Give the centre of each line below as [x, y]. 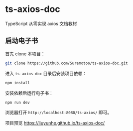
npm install [17, 83]
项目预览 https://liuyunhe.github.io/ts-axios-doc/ [55, 123]
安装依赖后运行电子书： [29, 93]
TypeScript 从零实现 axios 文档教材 [41, 23]
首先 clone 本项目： [25, 54]
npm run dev [17, 102]
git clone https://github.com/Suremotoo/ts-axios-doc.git [66, 63]
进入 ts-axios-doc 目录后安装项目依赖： [46, 73]
